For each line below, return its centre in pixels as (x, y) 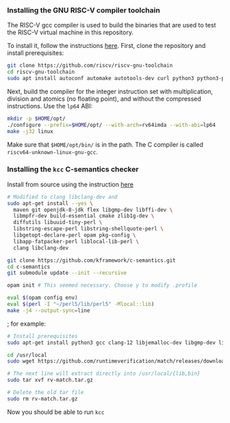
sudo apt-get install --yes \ (50, 203)
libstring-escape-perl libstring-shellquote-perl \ (89, 229)
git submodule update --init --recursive (67, 273)
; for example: (27, 324)
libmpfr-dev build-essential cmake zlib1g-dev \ (84, 216)
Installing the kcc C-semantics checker (73, 169)
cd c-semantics (29, 267)
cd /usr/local (27, 355)
